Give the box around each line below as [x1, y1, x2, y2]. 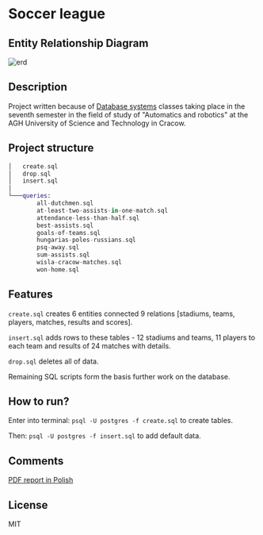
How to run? [8, 395, 70, 408]
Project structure [8, 141, 94, 155]
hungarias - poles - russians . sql [36, 236, 136, 244]
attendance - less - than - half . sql [36, 214, 140, 222]
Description [8, 80, 67, 94]
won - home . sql [36, 265, 80, 274]
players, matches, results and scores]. [8, 317, 133, 326]
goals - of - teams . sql [36, 229, 101, 237]
